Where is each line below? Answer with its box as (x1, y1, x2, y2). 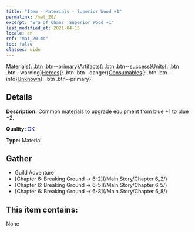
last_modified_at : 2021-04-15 (6, 25, 80, 31)
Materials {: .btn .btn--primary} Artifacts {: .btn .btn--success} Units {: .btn (6, 63, 179, 70)
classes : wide (6, 47, 41, 53)
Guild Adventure (14, 169, 55, 176)
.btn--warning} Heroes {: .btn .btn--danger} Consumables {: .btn (6, 69, 157, 76)
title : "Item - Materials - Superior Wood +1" (6, 8, 122, 15)
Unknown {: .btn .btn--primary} (17, 75, 92, 82)
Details (6, 92, 32, 103)
